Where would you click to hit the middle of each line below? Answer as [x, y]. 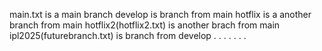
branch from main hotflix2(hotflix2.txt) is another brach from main [145, 25]
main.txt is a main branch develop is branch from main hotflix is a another [160, 14]
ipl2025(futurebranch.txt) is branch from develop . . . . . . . [128, 35]
